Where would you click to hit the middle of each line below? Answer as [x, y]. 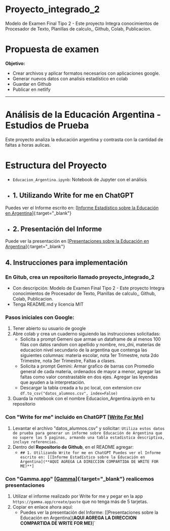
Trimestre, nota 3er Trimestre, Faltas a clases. [68, 361]
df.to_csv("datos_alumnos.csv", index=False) [69, 394]
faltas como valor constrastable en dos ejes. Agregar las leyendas [89, 377]
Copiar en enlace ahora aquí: [43, 507]
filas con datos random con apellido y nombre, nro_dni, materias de [90, 345]
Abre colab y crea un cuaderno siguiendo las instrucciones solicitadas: [86, 334]
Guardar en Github [32, 84]
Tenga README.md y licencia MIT [48, 304]
